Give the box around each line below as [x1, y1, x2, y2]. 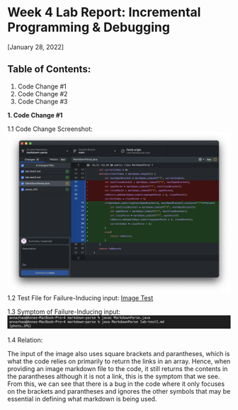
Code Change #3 [17, 97, 68, 106]
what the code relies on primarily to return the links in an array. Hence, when [7, 357, 231, 365]
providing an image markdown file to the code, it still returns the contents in [7, 364, 228, 372]
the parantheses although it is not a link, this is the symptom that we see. [7, 372, 220, 380]
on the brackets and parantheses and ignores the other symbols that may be [7, 387, 231, 395]
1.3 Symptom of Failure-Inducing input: [7, 307, 120, 316]
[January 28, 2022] [7, 42, 64, 51]
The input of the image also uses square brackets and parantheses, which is [7, 349, 230, 358]
